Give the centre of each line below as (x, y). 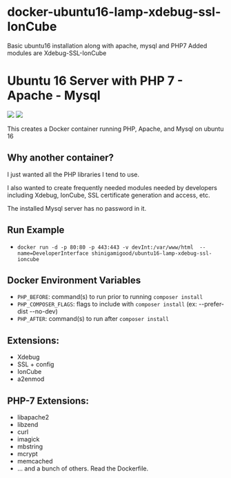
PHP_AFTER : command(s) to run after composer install (93, 319)
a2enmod (31, 379)
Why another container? (60, 158)
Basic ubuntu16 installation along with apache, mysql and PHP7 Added (107, 45)
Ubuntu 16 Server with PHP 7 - (95, 81)
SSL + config (36, 364)
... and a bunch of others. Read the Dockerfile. (83, 468)
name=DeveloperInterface (53, 253)
